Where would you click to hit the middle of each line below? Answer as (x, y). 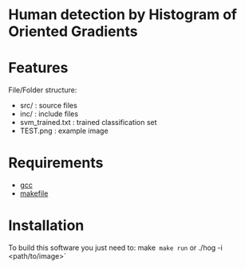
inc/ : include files (49, 114)
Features (38, 68)
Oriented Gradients (73, 31)
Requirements (56, 163)
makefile (34, 193)
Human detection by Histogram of (123, 15)
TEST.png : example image (64, 131)
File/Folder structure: (43, 90)
